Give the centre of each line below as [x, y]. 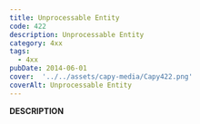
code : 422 [28, 26]
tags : [20, 52]
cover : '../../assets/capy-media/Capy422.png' [101, 77]
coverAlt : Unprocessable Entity [70, 85]
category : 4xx [36, 43]
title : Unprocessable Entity [65, 18]
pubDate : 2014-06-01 [49, 69]
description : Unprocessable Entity [77, 34]
